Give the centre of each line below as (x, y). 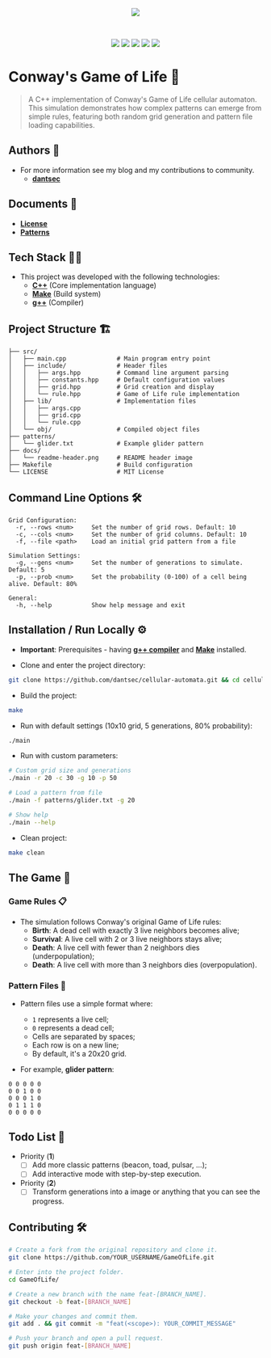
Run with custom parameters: (69, 756)
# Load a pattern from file (56, 793)
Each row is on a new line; (75, 1045)
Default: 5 (27, 570)
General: (23, 598)
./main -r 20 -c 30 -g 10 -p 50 (63, 778)
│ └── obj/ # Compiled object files (104, 430)
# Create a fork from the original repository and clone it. (113, 1250)
